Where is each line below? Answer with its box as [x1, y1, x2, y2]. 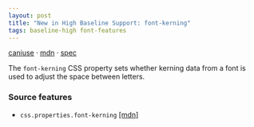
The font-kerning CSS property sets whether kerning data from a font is [8, 63, 246, 73]
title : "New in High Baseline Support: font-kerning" [8, 19, 192, 27]
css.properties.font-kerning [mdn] [19, 110, 139, 119]
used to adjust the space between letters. [8, 72, 145, 82]
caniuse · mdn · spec [8, 48, 77, 58]
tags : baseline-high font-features [8, 26, 127, 34]
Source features [8, 92, 73, 103]
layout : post [8, 11, 52, 20]
